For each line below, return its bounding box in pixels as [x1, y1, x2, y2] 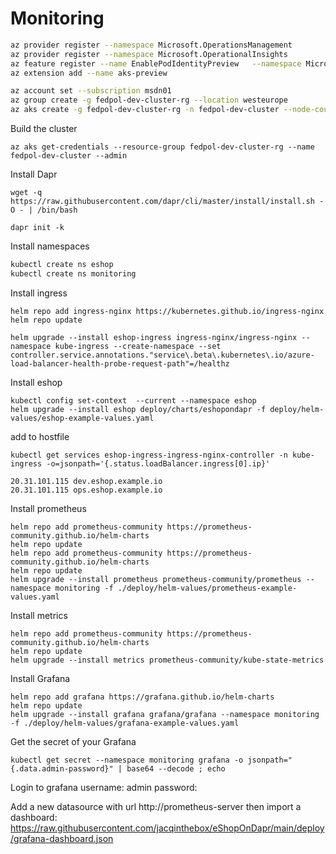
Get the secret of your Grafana [10, 735, 137, 747]
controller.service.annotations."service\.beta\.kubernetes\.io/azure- [10, 350, 315, 360]
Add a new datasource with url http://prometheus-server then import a [10, 800, 302, 812]
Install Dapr [10, 168, 58, 181]
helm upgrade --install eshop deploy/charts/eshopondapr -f [10, 404, 267, 414]
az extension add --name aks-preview [10, 68, 168, 78]
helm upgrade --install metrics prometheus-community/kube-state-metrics [10, 655, 325, 665]
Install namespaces [10, 240, 90, 252]
